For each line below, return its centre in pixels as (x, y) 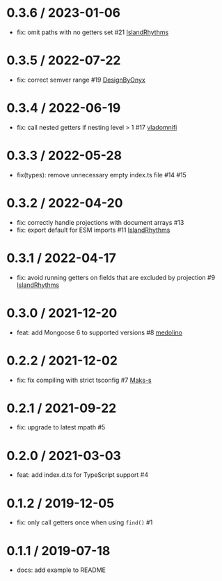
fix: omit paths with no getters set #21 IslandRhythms (93, 32)
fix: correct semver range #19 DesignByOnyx (81, 80)
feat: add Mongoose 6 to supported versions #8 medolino (99, 332)
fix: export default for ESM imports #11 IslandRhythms (93, 230)
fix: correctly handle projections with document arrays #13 (100, 222)
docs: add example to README (61, 570)
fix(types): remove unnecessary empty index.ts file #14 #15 (102, 175)
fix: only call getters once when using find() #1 (85, 522)
